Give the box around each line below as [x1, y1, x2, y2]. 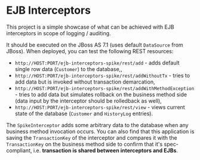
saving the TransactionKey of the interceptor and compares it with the [6, 134, 177, 141]
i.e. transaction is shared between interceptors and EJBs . [33, 147, 178, 154]
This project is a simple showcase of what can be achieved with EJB [6, 23, 174, 30]
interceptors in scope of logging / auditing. [6, 29, 112, 36]
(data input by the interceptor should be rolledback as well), [14, 97, 162, 104]
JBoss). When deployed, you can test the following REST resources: [6, 47, 174, 54]
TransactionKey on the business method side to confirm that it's [6, 140, 163, 147]
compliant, [6, 147, 32, 154]
